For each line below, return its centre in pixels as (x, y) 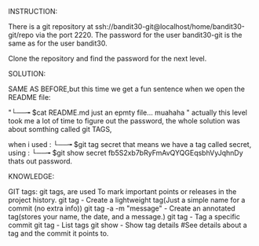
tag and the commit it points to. (58, 233)
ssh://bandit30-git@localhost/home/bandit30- (170, 26)
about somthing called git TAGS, (60, 129)
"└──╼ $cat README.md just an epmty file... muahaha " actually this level (128, 112)
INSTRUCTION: (33, 11)
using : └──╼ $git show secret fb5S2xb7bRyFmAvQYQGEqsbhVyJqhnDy (126, 153)
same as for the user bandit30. (58, 43)
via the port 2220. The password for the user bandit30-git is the (139, 35)
